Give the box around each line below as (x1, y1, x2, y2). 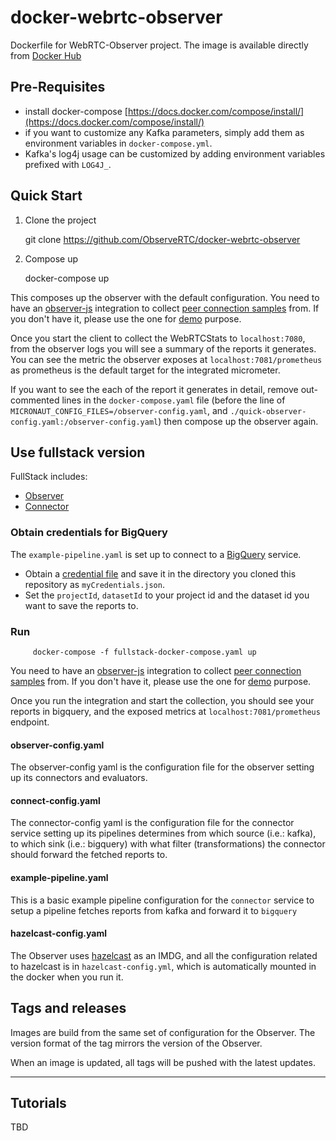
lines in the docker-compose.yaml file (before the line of (61, 394, 286, 406)
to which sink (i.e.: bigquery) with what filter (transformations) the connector (10, 838, 326, 850)
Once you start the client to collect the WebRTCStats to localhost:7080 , (10, 332, 306, 344)
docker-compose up (24, 272, 110, 284)
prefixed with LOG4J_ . (24, 158, 112, 170)
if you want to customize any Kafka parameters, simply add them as (24, 126, 305, 138)
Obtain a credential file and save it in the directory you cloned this (24, 567, 297, 580)
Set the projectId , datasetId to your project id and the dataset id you (24, 589, 310, 601)
